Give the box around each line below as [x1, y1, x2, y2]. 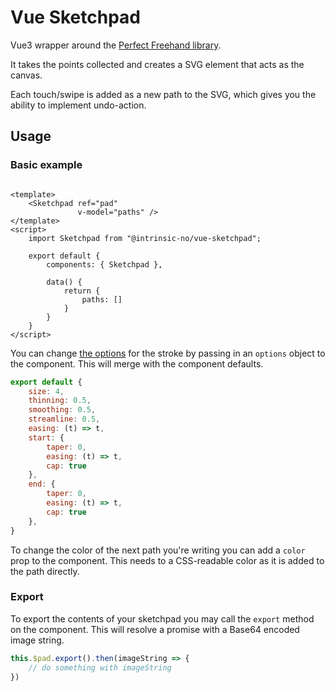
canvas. [10, 69, 43, 81]
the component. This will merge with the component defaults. [10, 357, 264, 370]
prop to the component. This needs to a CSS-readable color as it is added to [10, 554, 325, 566]
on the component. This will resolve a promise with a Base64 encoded [10, 623, 300, 635]
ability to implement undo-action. [10, 99, 147, 111]
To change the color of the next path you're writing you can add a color [10, 544, 306, 556]
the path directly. [10, 565, 80, 577]
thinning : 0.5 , [28, 396, 92, 406]
